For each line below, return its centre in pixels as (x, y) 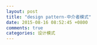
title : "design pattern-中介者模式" (49, 17)
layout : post (22, 11)
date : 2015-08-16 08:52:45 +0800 (47, 22)
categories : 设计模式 (31, 33)
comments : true (25, 28)
